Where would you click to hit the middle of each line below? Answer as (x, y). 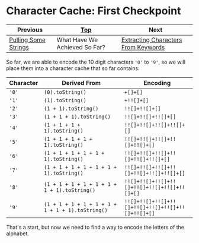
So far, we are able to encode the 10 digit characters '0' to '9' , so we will (96, 62)
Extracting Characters (152, 40)
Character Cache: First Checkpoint (94, 11)
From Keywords (143, 47)
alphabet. (18, 233)
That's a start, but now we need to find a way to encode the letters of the (95, 227)
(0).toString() (65, 92)
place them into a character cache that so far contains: (73, 68)
